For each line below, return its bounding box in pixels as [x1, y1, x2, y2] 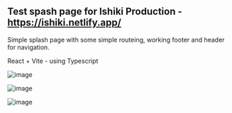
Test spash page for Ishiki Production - [7, 6, 182, 18]
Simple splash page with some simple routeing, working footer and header [7, 35, 225, 44]
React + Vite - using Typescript [7, 56, 99, 65]
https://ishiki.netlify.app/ [7, 17, 122, 29]
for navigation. [7, 42, 50, 52]
